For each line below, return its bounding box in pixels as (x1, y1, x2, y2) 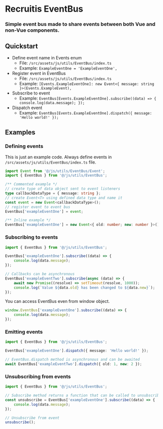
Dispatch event (12, 105, 43, 111)
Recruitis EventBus (5, 3, 83, 15)
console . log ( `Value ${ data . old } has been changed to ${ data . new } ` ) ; (14, 285, 155, 290)
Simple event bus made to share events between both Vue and (5, 21, 156, 28)
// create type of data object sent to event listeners (5, 187, 120, 191)
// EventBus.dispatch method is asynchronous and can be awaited (5, 357, 140, 362)
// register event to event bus (5, 205, 70, 209)
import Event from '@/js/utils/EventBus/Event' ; (5, 168, 105, 173)
